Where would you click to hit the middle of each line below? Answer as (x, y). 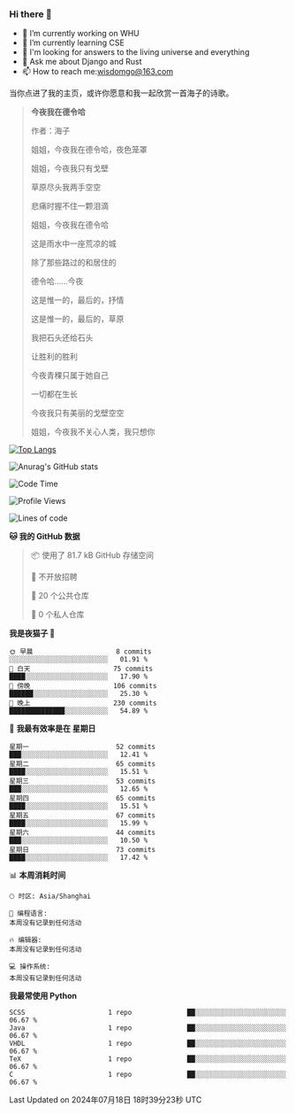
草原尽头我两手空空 (66, 187)
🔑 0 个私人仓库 (57, 615)
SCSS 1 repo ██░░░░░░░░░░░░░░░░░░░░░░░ (148, 1013)
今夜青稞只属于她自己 (69, 375)
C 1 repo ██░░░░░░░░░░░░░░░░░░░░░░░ (148, 1075)
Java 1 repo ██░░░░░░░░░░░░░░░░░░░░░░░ (148, 1028)
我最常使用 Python (43, 996)
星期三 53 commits (83, 781)
